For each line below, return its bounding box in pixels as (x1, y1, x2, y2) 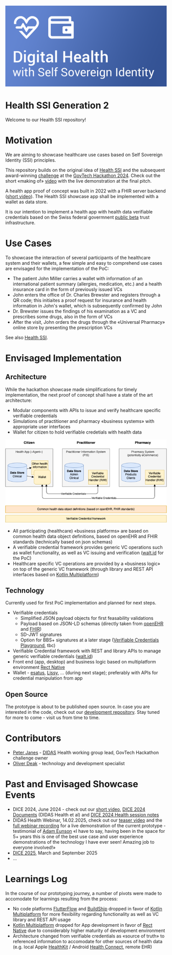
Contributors (5, 732, 61, 744)
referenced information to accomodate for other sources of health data (12, 939, 163, 945)
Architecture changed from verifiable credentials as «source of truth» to (12, 933, 165, 939)
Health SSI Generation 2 (5, 100, 109, 111)
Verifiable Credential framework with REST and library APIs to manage (12, 648, 161, 654)
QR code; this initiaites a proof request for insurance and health (12, 297, 147, 303)
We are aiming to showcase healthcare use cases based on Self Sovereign (5, 151, 163, 158)
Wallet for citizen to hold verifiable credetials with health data (12, 429, 142, 435)
